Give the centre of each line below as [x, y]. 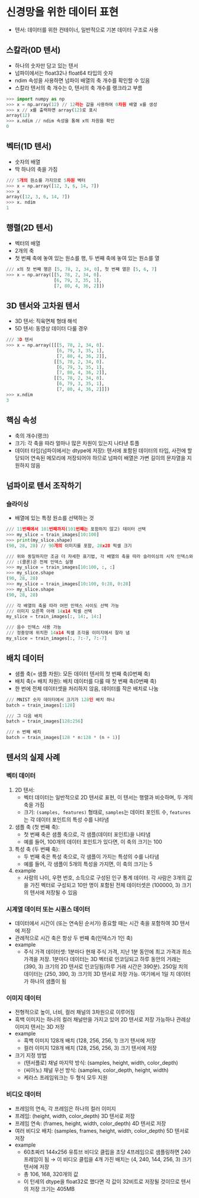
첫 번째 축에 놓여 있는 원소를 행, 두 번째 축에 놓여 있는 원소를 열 [87, 258]
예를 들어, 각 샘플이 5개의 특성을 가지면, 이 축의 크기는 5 [88, 864]
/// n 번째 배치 [24, 732]
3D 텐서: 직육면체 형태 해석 [46, 321]
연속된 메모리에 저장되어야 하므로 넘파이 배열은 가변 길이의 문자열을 [108, 458]
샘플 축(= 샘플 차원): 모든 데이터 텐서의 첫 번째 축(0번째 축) [83, 673]
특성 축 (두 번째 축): [37, 849]
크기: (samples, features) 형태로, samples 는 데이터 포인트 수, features [107, 812]
